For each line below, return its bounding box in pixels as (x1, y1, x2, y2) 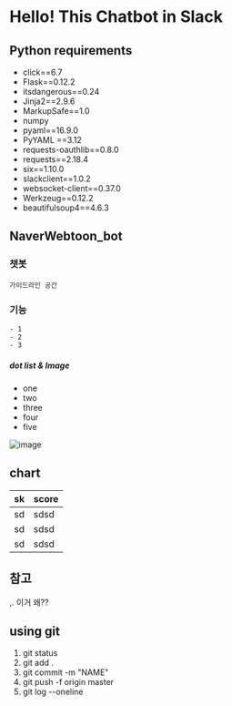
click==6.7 (22, 67, 63, 77)
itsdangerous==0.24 (22, 87, 100, 97)
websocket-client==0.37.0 (22, 183, 121, 193)
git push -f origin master (22, 677, 115, 688)
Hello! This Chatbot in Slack (9, 6, 224, 27)
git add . (22, 658, 55, 669)
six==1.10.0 (22, 164, 65, 174)
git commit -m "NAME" (22, 667, 109, 678)
